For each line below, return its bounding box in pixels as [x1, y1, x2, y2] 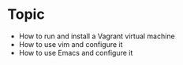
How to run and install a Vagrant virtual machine [18, 31, 175, 41]
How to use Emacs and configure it [18, 48, 133, 57]
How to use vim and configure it [18, 39, 123, 49]
